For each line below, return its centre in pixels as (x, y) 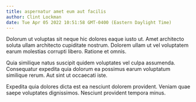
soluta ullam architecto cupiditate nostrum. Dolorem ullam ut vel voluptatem (97, 45)
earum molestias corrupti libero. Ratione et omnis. (66, 52)
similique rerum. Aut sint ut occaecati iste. (57, 75)
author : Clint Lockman (34, 17)
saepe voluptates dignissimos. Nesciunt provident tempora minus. (86, 93)
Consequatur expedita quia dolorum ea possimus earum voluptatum (88, 69)
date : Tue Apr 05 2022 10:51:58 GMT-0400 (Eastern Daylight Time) (89, 22)
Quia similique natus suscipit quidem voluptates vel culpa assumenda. (91, 63)
